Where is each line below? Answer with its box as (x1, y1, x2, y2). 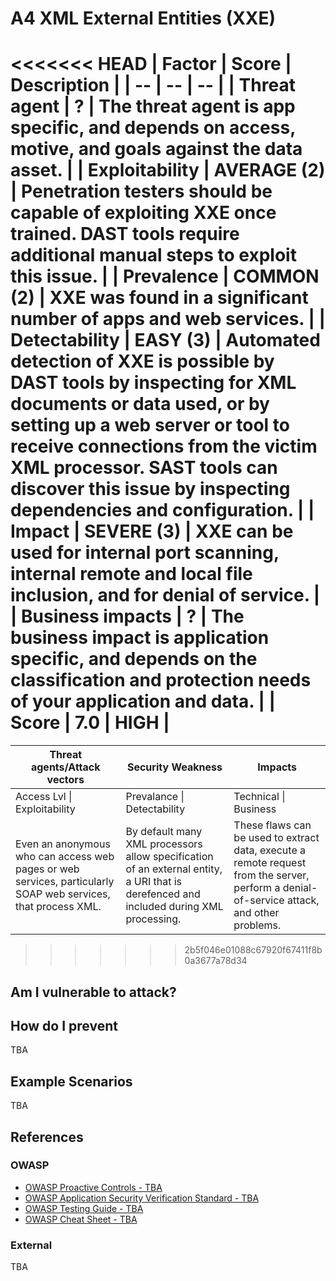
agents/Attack (30, 760, 101, 774)
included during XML (125, 900, 224, 914)
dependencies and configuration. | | (10, 499, 315, 522)
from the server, (233, 868, 310, 882)
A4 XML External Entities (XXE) (10, 7, 277, 30)
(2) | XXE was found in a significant (10, 287, 309, 309)
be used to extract (233, 831, 320, 845)
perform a (233, 881, 281, 895)
